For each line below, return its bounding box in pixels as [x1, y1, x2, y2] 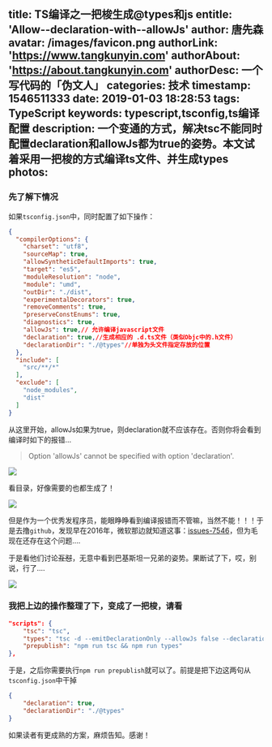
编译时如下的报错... [8, 434, 72, 444]
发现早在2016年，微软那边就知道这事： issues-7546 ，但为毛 [57, 525, 258, 535]
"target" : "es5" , [23, 266, 82, 274]
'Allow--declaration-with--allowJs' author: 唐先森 [8, 23, 264, 37]
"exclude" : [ [15, 378, 60, 387]
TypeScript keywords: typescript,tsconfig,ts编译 [8, 106, 260, 120]
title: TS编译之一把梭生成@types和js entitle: [8, 7, 232, 22]
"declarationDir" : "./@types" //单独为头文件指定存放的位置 [23, 340, 210, 349]
